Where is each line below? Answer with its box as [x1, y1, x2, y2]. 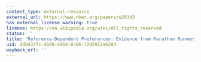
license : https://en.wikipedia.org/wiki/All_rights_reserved [6, 25, 162, 31]
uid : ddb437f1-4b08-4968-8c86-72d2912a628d [6, 42, 117, 48]
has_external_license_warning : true [6, 19, 98, 25]
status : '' [6, 31, 33, 37]
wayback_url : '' [6, 47, 47, 53]
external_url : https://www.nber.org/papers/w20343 [6, 14, 135, 20]
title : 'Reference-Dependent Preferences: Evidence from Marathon [6, 36, 175, 42]
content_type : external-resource [6, 8, 90, 15]
